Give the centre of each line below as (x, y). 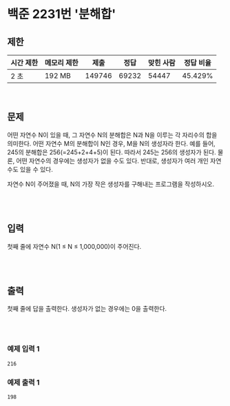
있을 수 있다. (36, 169)
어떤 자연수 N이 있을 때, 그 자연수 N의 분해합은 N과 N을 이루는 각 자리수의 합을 (112, 134)
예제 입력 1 (23, 349)
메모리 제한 (62, 63)
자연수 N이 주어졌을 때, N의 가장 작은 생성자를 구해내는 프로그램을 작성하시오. (111, 184)
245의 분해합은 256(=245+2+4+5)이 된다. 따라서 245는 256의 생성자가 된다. (112, 152)
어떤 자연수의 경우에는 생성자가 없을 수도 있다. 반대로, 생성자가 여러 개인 (112, 161)
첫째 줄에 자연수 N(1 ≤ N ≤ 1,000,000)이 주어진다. (74, 246)
